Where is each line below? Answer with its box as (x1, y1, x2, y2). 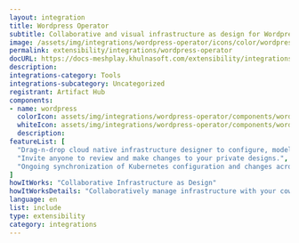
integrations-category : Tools (9, 71, 122, 80)
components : (9, 95, 53, 105)
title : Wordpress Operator (9, 21, 109, 30)
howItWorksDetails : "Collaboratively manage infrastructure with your (9, 187, 277, 196)
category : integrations (9, 220, 98, 229)
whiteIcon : (17, 121, 58, 130)
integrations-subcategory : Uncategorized (9, 79, 166, 88)
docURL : (9, 54, 38, 63)
